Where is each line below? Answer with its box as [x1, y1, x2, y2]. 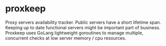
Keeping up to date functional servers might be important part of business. [5, 24, 160, 30]
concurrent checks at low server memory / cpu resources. [5, 35, 127, 41]
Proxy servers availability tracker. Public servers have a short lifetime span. [5, 19, 161, 25]
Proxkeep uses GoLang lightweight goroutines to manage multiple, [5, 30, 144, 36]
